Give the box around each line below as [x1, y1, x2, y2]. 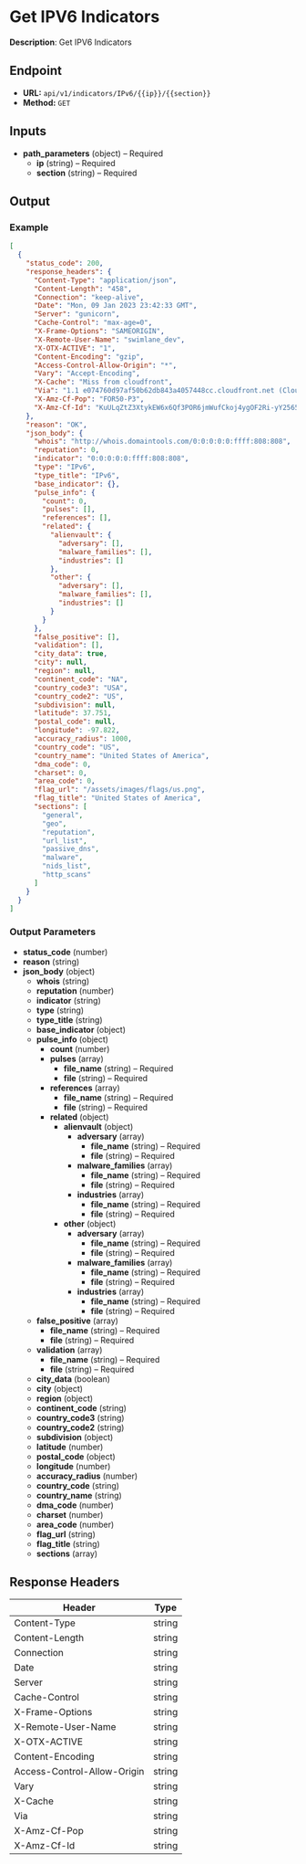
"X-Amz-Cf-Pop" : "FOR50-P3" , [33, 395, 145, 404]
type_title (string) [36, 1014, 103, 1025]
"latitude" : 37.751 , [33, 709, 112, 718]
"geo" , [42, 819, 67, 828]
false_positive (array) [36, 1315, 118, 1326]
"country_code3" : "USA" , [33, 683, 128, 692]
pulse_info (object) [36, 1034, 109, 1045]
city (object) [36, 1383, 84, 1394]
